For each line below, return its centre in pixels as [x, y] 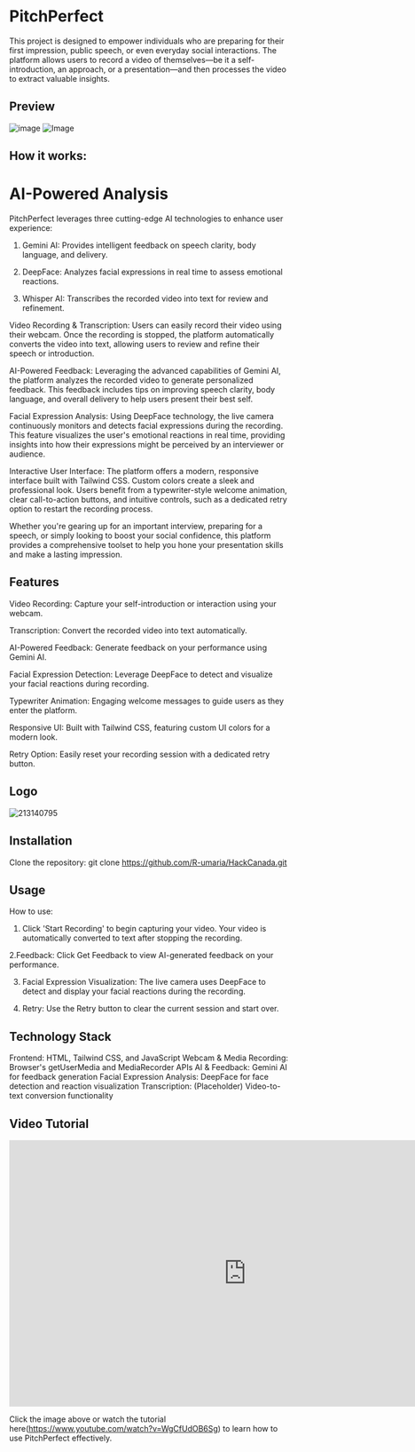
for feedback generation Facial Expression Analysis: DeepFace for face [139, 1077]
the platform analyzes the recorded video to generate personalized [131, 380]
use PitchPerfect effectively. [61, 1438]
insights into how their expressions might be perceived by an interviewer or [147, 445]
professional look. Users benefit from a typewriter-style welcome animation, [148, 490]
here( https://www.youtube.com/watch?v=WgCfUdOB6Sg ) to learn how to [144, 1428]
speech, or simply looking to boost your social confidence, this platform [140, 536]
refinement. [43, 308]
